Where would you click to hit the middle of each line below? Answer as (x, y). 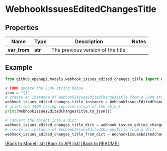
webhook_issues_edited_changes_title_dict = (52, 125)
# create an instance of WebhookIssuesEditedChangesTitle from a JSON (80, 97)
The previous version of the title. (89, 50)
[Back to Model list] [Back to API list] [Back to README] (62, 144)
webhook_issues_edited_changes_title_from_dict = (58, 134)
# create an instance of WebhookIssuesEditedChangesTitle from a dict (80, 130)
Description (89, 42)
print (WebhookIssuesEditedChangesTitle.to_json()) (59, 111)
